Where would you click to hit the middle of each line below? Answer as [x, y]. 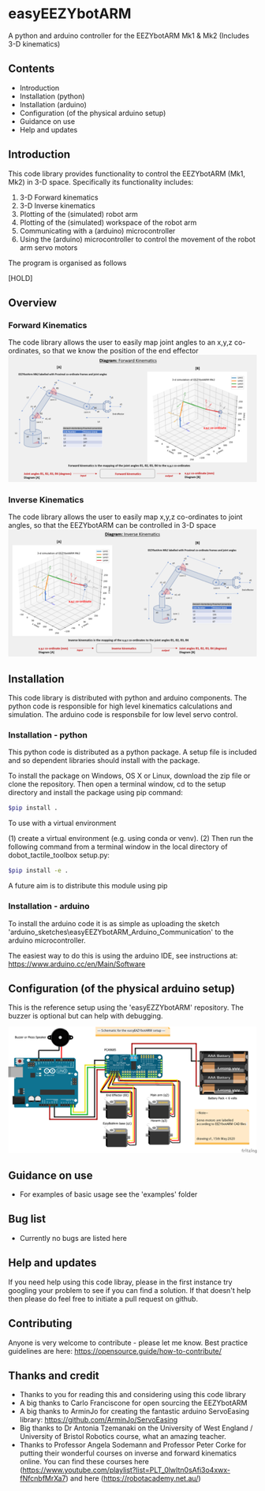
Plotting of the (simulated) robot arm [78, 214]
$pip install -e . [38, 871]
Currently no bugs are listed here [73, 1238]
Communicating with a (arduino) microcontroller [97, 230]
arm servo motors [49, 247]
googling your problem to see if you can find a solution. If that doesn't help [129, 1290]
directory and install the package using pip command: [95, 793]
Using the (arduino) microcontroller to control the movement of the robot [138, 239]
